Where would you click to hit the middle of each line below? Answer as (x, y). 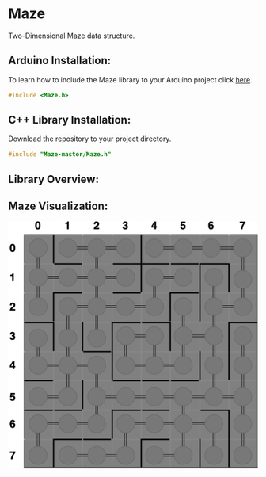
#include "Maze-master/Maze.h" (60, 155)
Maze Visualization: (58, 206)
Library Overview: (53, 179)
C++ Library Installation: (70, 120)
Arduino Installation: (60, 61)
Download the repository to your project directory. (90, 139)
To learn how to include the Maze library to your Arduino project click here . (130, 79)
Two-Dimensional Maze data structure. (72, 36)
